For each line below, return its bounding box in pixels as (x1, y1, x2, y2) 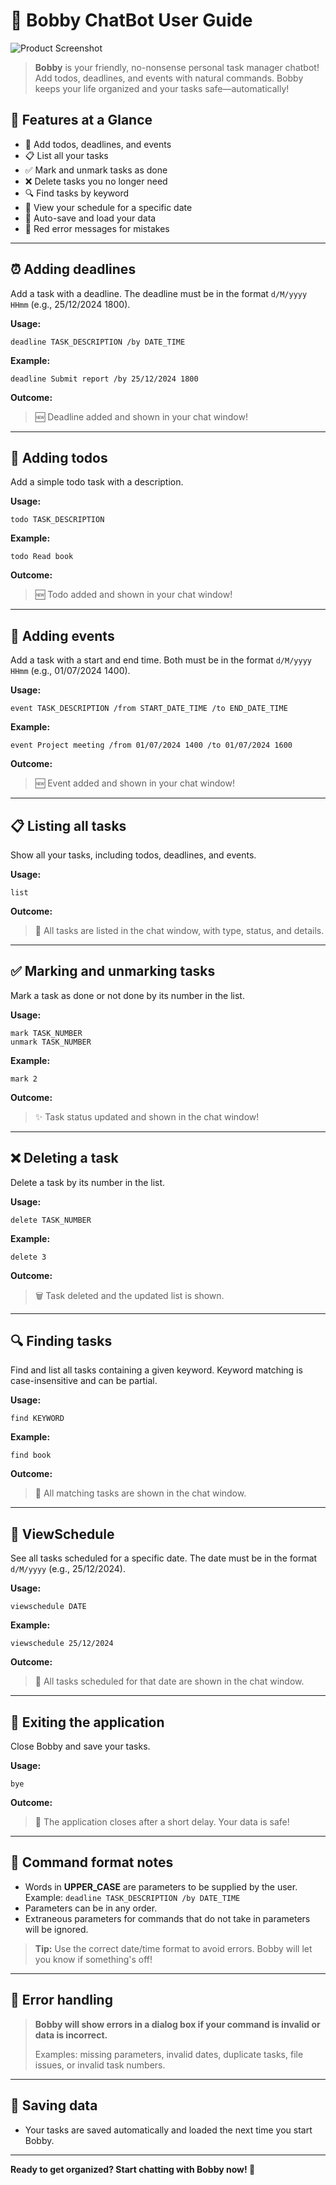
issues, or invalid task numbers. (34, 2059, 166, 2071)
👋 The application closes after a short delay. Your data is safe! (34, 1816, 290, 1828)
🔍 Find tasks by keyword (24, 187, 130, 199)
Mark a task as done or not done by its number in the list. (10, 989, 245, 1001)
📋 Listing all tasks (10, 817, 127, 834)
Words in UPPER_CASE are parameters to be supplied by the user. (24, 1880, 298, 1893)
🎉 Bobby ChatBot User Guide (10, 9, 253, 32)
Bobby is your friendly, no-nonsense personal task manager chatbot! (34, 61, 320, 73)
